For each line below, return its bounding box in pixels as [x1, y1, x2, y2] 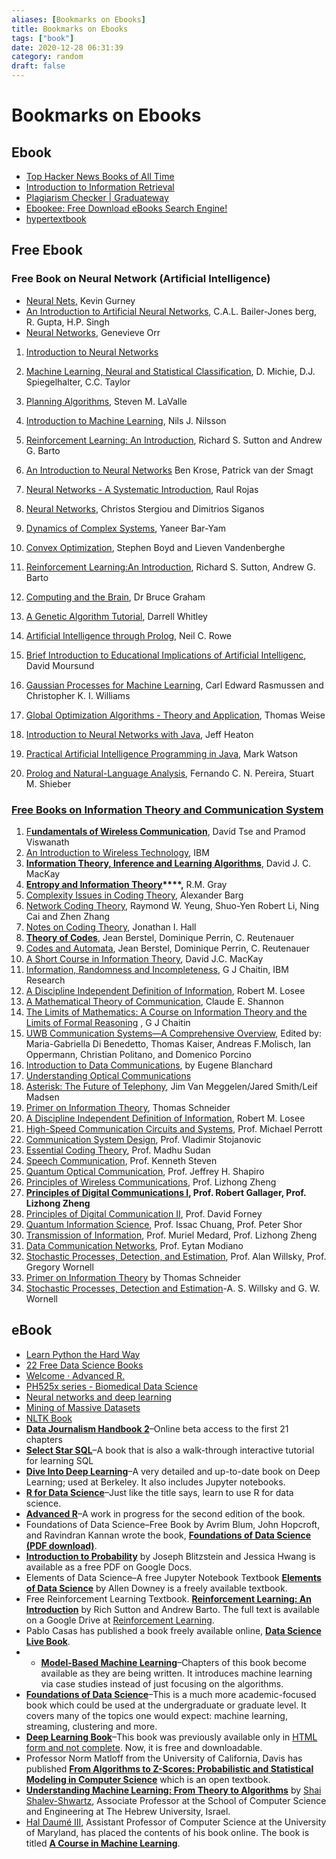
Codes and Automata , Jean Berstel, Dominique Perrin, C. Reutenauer [25, 942, 311, 954]
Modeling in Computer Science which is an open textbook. [25, 1773, 271, 1785]
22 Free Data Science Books [25, 1359, 144, 1371]
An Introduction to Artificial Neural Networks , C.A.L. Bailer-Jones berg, [25, 305, 318, 317]
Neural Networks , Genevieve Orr [25, 326, 161, 338]
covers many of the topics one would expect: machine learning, [25, 1709, 288, 1721]
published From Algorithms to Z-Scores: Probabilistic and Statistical [25, 1762, 314, 1775]
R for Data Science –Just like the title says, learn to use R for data [25, 1486, 294, 1498]
